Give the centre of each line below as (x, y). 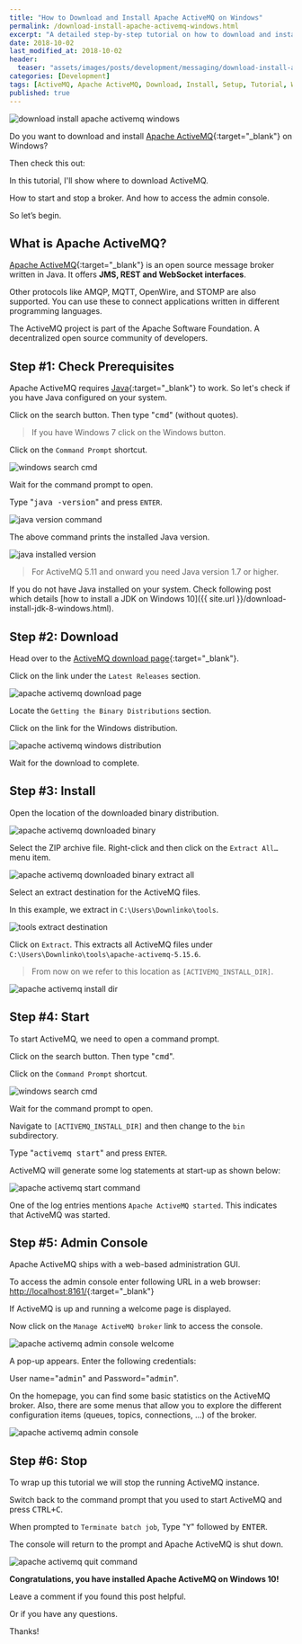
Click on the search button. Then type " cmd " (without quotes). (124, 415)
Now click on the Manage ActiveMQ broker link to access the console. (136, 1327)
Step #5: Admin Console (79, 1242)
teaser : (32, 68)
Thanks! (24, 1631)
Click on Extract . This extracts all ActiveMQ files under (111, 944)
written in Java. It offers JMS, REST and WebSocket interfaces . (128, 274)
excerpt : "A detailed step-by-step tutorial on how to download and (140, 34)
